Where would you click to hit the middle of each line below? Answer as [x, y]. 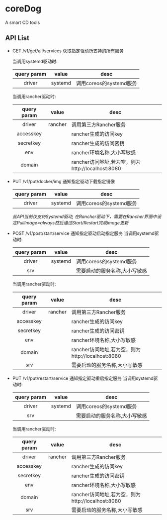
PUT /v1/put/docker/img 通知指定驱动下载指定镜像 [64, 181]
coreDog [23, 9]
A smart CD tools [23, 22]
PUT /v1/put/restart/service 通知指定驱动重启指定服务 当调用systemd [83, 378]
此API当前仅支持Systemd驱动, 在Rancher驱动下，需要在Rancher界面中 [85, 216]
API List [17, 38]
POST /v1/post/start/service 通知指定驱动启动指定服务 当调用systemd [83, 233]
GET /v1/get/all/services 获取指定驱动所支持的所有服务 [68, 51]
